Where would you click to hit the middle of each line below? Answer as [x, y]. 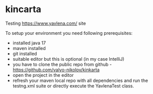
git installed [25, 54]
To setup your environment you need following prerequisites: [69, 33]
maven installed [29, 48]
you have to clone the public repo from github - [62, 64]
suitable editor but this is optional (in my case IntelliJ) [68, 59]
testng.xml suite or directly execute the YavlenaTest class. [73, 86]
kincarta [23, 9]
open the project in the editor [43, 75]
